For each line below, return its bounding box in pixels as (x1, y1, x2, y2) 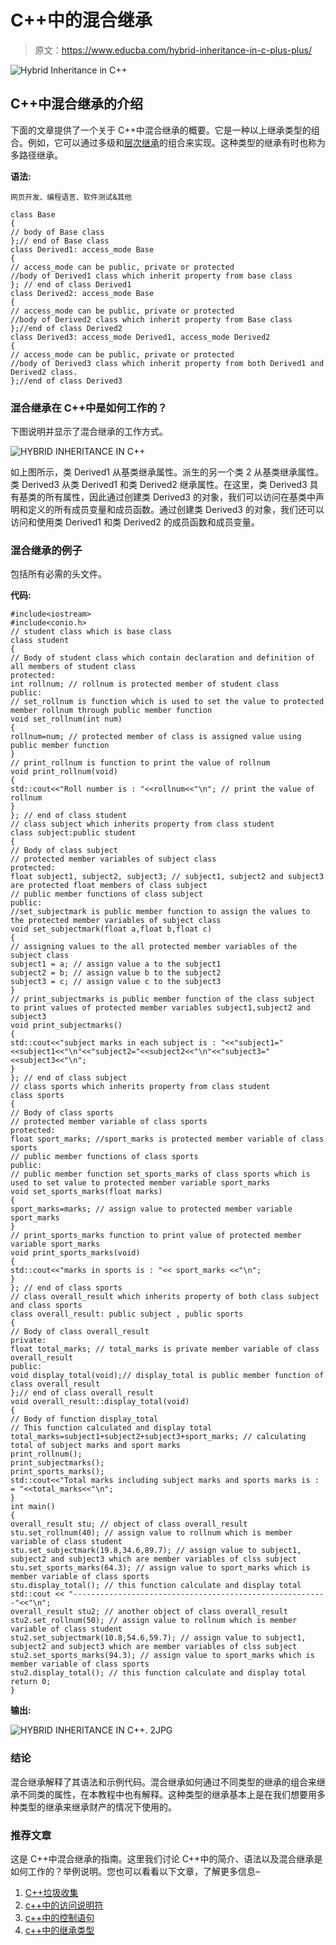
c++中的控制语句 (24, 1911, 95, 1923)
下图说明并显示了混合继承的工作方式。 (10, 426, 168, 438)
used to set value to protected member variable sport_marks (10, 1178, 271, 1188)
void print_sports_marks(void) (10, 1248, 141, 1258)
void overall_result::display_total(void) (10, 1397, 190, 1407)
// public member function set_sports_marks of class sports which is (10, 1169, 311, 1180)
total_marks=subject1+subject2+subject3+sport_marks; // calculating (10, 1432, 307, 1442)
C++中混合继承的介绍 (10, 96, 144, 113)
